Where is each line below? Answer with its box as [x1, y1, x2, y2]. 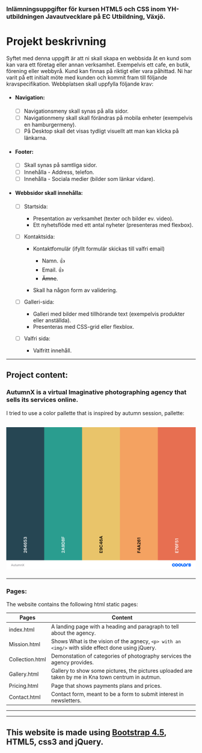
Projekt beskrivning [6, 35, 106, 48]
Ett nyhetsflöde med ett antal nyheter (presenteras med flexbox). [32, 221, 194, 228]
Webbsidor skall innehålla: [14, 189, 83, 197]
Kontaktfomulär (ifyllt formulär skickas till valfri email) [32, 245, 165, 252]
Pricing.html [8, 682, 39, 689]
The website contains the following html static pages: [6, 600, 138, 608]
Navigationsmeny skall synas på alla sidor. [23, 107, 129, 115]
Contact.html [8, 693, 41, 701]
